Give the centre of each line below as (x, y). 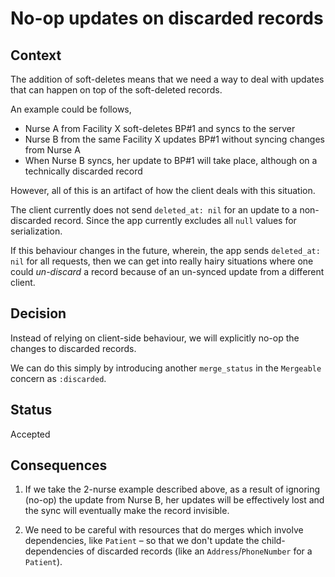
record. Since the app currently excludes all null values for (175, 220)
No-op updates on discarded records (167, 18)
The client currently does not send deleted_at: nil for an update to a (154, 210)
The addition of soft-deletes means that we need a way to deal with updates (167, 79)
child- (273, 541)
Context (36, 55)
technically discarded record (83, 171)
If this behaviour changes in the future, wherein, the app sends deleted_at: (165, 250)
